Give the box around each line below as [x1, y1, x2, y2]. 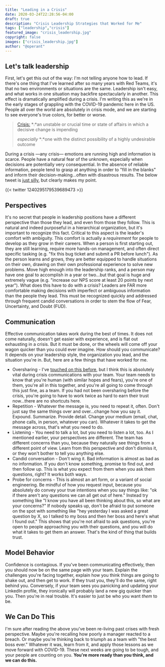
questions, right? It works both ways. [12, 472, 88, 478]
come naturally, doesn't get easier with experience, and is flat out [5, 336, 138, 342]
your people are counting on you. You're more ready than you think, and [5, 652, 154, 658]
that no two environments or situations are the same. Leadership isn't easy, [5, 86, 158, 92]
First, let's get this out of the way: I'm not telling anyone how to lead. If [5, 75, 148, 81]
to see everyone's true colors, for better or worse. [5, 112, 106, 118]
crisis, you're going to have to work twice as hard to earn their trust [12, 393, 149, 399]
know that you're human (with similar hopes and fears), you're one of [12, 377, 153, 383]
